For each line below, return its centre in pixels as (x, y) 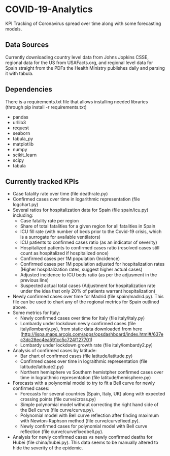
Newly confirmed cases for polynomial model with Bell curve (84, 426)
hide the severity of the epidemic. (48, 448)
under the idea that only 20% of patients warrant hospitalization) (88, 291)
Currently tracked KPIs (42, 181)
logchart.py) (25, 205)
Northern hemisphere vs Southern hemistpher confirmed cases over (92, 372)
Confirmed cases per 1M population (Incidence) (70, 259)
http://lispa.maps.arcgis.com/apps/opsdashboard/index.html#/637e (93, 334)
